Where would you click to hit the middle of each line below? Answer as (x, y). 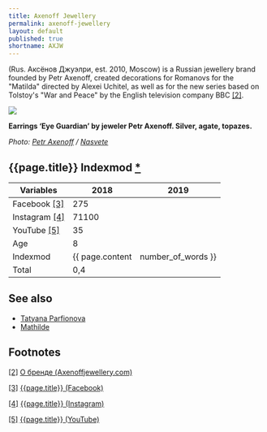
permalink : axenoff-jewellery (60, 24)
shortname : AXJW (36, 46)
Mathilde (35, 326)
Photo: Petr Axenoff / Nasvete (58, 142)
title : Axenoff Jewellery (52, 16)
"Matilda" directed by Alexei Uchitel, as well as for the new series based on (134, 87)
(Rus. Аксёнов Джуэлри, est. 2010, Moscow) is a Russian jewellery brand (132, 69)
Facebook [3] (39, 204)
